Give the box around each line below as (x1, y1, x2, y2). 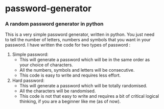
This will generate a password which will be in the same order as (19, 57, 150, 63)
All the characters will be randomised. (19, 88, 96, 94)
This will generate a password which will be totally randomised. (19, 83, 148, 89)
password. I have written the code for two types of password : (5, 42, 131, 48)
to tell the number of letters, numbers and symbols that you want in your (5, 37, 151, 43)
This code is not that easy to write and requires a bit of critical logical (19, 93, 159, 99)
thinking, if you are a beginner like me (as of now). (19, 99, 121, 105)
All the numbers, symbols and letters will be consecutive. (19, 67, 135, 73)
